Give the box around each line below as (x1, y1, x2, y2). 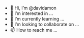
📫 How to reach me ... (10, 27, 58, 33)
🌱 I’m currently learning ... (10, 16, 65, 22)
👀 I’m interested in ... (10, 10, 53, 16)
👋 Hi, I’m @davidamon (10, 5, 57, 11)
